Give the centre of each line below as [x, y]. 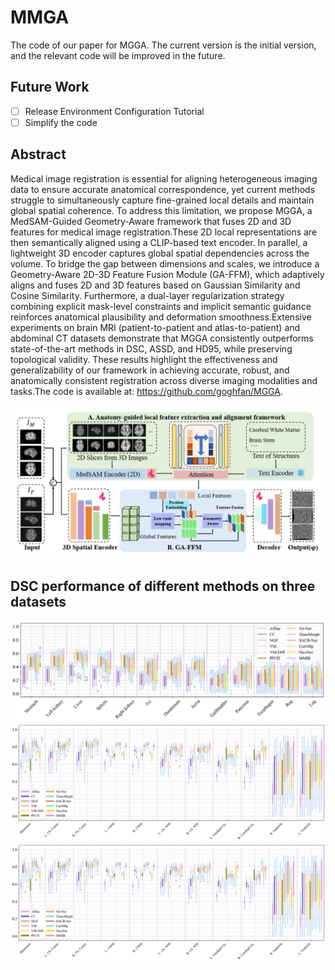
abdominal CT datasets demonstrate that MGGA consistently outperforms [162, 338]
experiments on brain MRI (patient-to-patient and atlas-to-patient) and [155, 327]
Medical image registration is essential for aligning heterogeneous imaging [164, 178]
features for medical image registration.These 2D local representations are [164, 232]
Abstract [38, 154]
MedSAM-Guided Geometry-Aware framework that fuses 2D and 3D [151, 221]
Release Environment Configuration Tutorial [114, 111]
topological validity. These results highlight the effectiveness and [144, 359]
